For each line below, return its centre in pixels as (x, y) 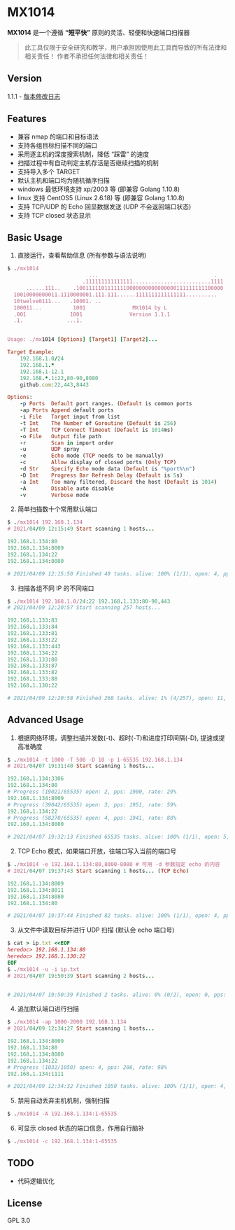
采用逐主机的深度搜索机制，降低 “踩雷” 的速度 (83, 154)
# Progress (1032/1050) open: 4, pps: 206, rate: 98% (87, 1067)
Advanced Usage (45, 720)
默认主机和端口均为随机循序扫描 (63, 180)
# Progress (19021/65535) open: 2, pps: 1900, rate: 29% (92, 792)
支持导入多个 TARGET (49, 172)
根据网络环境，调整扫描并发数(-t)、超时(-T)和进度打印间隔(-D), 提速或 (118, 738)
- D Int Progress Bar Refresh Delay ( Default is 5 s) (101, 475)
